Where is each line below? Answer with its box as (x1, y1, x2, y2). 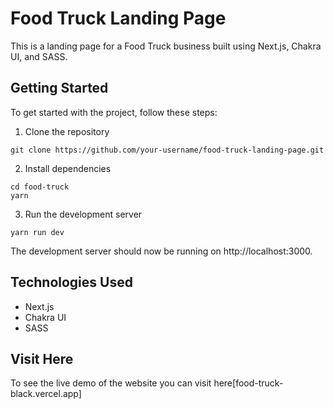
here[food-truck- (213, 377, 284, 389)
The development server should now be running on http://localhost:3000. (10, 245, 313, 257)
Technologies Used (10, 274, 133, 291)
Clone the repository (24, 125, 110, 137)
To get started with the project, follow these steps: (10, 106, 218, 118)
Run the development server (24, 208, 143, 220)
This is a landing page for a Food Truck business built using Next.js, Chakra (10, 40, 322, 52)
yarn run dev (10, 227, 65, 237)
